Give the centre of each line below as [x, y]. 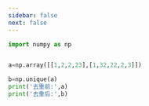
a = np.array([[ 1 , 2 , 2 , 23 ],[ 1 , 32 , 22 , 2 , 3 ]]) [75, 65]
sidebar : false [33, 15]
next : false [27, 23]
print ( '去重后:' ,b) [38, 94]
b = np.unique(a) [33, 79]
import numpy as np [40, 44]
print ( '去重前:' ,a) [38, 87]
